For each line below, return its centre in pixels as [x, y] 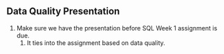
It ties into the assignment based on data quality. [96, 43]
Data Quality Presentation [63, 11]
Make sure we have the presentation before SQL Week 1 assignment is [117, 28]
